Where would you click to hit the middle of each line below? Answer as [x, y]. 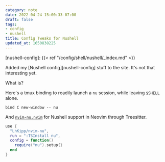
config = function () [32, 141]
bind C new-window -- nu [32, 107]
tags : [11, 24]
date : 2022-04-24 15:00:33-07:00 [41, 15]
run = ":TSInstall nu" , [35, 136]
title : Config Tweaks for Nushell [42, 39]
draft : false [19, 19]
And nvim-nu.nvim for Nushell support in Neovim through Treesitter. [76, 117]
